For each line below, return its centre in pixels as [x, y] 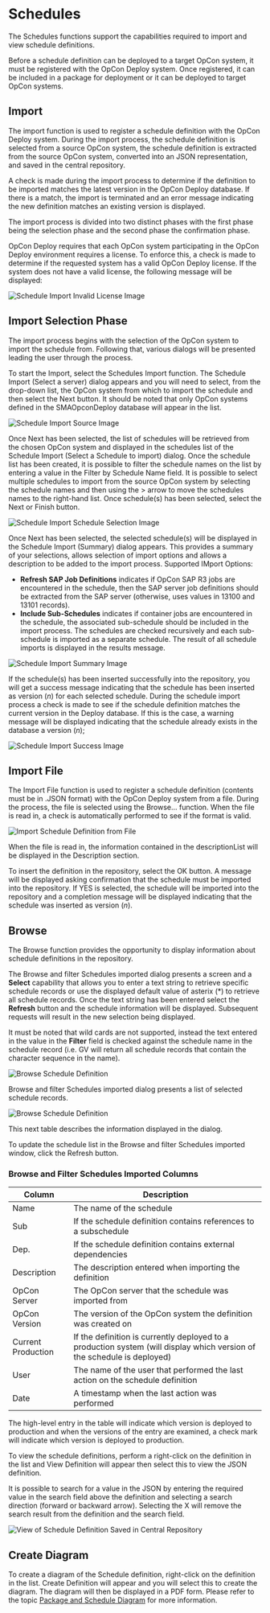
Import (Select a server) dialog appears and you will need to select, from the [135, 381]
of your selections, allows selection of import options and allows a [118, 555]
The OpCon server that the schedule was [151, 1290]
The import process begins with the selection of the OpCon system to [124, 340]
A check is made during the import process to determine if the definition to [132, 180]
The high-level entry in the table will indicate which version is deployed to [130, 1423]
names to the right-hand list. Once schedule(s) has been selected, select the [135, 498]
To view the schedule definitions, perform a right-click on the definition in [130, 1456]
